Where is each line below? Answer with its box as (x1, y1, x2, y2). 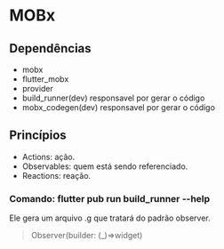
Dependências (9, 41, 92, 56)
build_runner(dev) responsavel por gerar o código (21, 92, 205, 103)
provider (21, 84, 53, 93)
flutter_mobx (21, 74, 69, 84)
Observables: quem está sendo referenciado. (21, 161, 188, 172)
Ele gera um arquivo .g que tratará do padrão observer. (9, 213, 211, 223)
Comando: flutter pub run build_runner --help (9, 192, 211, 205)
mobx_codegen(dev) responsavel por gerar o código (21, 102, 216, 112)
